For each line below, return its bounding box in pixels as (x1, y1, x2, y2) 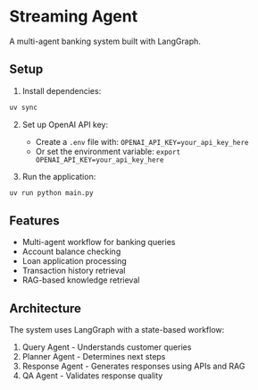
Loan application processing (21, 256, 127, 267)
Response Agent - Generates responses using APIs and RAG (21, 360, 246, 372)
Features (9, 213, 60, 228)
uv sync (9, 103, 38, 112)
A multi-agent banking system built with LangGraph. (9, 36, 201, 47)
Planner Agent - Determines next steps (21, 352, 166, 362)
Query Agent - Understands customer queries (21, 342, 192, 352)
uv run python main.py (9, 188, 94, 198)
